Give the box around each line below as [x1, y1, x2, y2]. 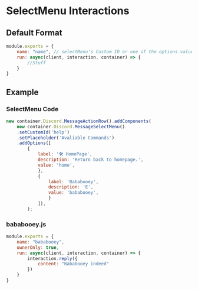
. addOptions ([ [16, 140, 51, 146]
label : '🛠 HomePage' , [37, 151, 93, 157]
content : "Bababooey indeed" [37, 261, 110, 267]
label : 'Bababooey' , [48, 178, 99, 184]
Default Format [6, 28, 62, 38]
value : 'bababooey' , [48, 190, 99, 196]
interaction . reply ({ [27, 255, 78, 261]
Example [6, 87, 39, 97]
